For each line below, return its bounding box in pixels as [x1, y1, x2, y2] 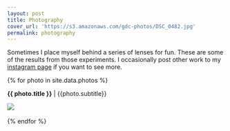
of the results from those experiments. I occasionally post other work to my [7, 56, 221, 64]
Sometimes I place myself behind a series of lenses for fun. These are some [7, 48, 224, 57]
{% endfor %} [7, 117, 47, 125]
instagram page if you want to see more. [7, 63, 122, 71]
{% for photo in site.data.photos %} [7, 77, 108, 85]
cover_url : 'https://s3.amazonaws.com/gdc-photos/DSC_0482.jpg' [7, 23, 196, 30]
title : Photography [7, 17, 64, 23]
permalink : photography [7, 29, 76, 37]
